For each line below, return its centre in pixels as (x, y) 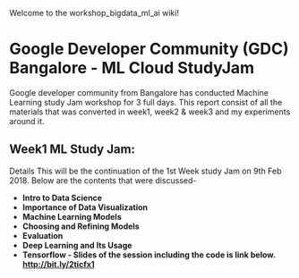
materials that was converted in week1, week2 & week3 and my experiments (150, 112)
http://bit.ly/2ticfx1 (59, 264)
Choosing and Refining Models (81, 226)
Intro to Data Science (62, 198)
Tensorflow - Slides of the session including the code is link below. (149, 255)
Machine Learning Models (72, 216)
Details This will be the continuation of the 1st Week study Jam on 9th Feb (145, 171)
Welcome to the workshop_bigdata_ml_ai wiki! (94, 13)
